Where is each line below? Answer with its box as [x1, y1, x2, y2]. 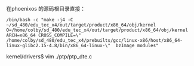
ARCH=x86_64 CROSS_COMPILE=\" [6, 32, 82, 38]
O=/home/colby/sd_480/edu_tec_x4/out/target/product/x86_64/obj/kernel [6, 27, 188, 33]
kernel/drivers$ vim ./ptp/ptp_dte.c [6, 53, 93, 60]
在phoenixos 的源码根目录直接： [6, 5, 86, 12]
